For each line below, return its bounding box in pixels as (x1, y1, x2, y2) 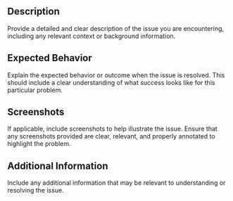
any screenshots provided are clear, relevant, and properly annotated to (7, 132, 216, 141)
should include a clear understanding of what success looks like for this (7, 78, 215, 86)
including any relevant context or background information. (7, 32, 176, 40)
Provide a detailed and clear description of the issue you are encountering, (7, 24, 224, 32)
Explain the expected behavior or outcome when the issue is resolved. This (7, 70, 225, 79)
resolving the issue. (7, 186, 65, 195)
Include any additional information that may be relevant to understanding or (7, 179, 226, 187)
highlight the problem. (7, 140, 72, 148)
